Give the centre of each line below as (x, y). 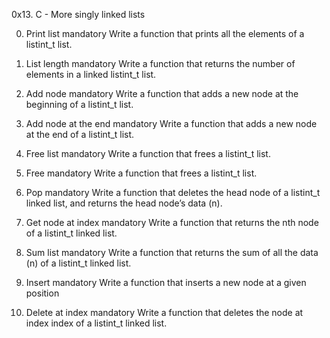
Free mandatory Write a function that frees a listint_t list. (141, 173)
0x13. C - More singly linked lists (78, 14)
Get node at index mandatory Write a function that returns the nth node (172, 222)
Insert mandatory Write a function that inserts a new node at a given (166, 282)
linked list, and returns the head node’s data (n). (124, 203)
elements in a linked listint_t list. (91, 74)
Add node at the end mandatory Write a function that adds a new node (171, 123)
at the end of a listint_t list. (80, 134)
